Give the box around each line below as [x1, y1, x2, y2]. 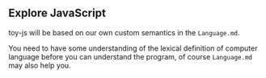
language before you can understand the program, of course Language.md [8, 51, 253, 61]
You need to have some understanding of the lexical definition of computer [8, 43, 258, 53]
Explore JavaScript [8, 6, 107, 20]
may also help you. [8, 60, 71, 70]
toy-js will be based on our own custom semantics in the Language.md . [8, 27, 240, 37]
